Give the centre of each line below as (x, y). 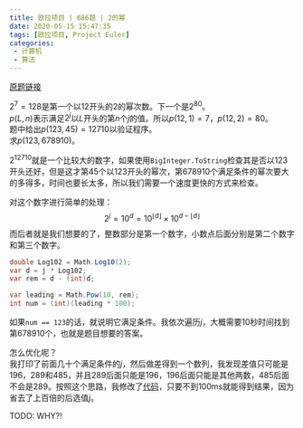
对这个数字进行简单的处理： (61, 202)
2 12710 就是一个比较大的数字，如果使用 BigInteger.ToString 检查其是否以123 (149, 159)
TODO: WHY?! (36, 416)
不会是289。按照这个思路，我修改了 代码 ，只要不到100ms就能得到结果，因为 (151, 386)
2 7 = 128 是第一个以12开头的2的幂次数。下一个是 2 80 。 (110, 105)
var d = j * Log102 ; (48, 271)
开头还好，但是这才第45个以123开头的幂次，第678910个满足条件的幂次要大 (149, 171)
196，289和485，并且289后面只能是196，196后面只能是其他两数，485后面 (149, 375)
